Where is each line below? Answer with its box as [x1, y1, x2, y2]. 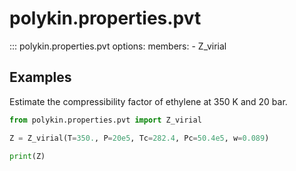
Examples [9, 69, 72, 86]
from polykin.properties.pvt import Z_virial [9, 115, 202, 125]
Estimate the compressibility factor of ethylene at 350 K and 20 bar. [9, 95, 288, 107]
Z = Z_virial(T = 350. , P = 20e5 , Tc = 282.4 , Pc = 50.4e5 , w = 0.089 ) [9, 133, 270, 143]
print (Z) [9, 151, 46, 161]
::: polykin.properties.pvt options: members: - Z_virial [9, 40, 227, 52]
